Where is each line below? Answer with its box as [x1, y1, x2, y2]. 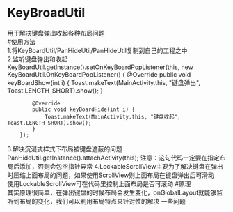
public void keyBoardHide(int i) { [32, 106, 136, 113]
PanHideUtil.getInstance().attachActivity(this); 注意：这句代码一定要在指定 [7, 153, 220, 162]
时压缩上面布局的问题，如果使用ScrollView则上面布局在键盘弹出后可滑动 [7, 171, 214, 179]
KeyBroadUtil [7, 5, 86, 21]
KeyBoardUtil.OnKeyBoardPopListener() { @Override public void [7, 70, 191, 78]
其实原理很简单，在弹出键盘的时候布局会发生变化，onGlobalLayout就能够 [7, 188, 217, 197]
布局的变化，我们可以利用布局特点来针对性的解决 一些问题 [19, 197, 186, 205]
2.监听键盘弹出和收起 [7, 54, 68, 63]
